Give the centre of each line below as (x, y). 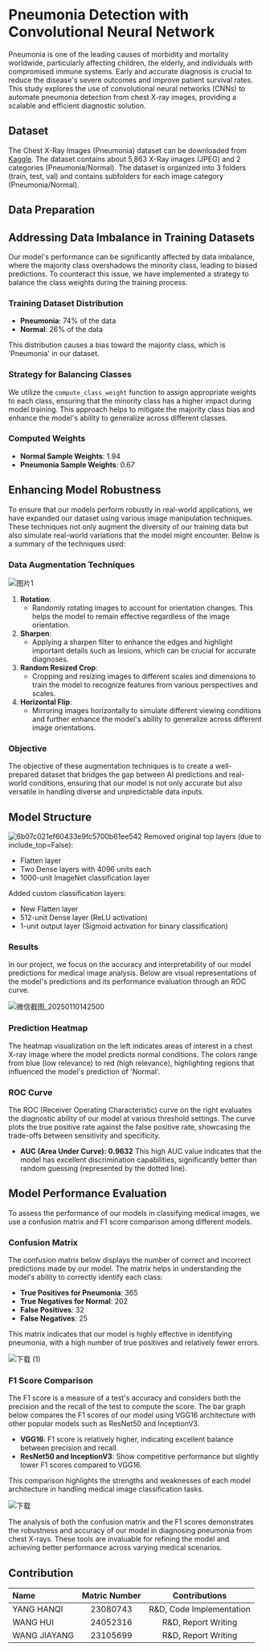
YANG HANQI (38, 1609)
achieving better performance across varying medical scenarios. (115, 1548)
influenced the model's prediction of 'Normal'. (84, 1071)
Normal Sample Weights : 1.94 (70, 456)
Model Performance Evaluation (88, 1194)
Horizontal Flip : (46, 702)
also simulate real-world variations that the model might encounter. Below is (134, 535)
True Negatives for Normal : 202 (74, 1301)
